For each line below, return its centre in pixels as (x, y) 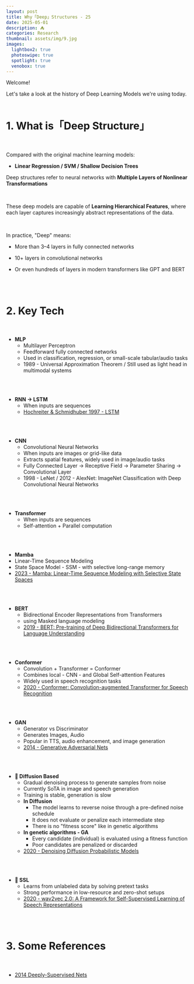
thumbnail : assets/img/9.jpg (41, 39)
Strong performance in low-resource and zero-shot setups (94, 893)
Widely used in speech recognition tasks (72, 681)
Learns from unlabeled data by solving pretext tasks (86, 886)
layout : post (22, 11)
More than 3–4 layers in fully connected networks (74, 247)
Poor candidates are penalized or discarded (84, 845)
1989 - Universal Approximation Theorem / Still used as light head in (105, 365)
